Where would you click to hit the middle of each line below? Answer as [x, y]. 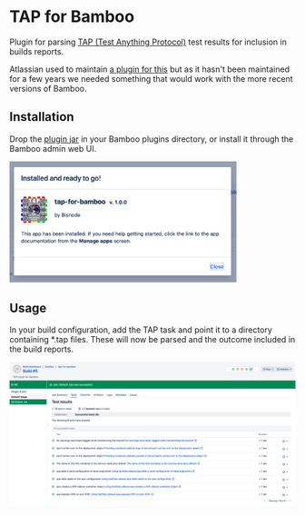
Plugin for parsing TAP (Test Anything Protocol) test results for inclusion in [148, 42]
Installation [42, 117]
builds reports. [37, 51]
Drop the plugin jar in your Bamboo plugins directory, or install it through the [152, 139]
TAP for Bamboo [72, 17]
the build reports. [42, 349]
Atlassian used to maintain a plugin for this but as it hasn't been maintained [150, 69]
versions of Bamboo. [48, 88]
